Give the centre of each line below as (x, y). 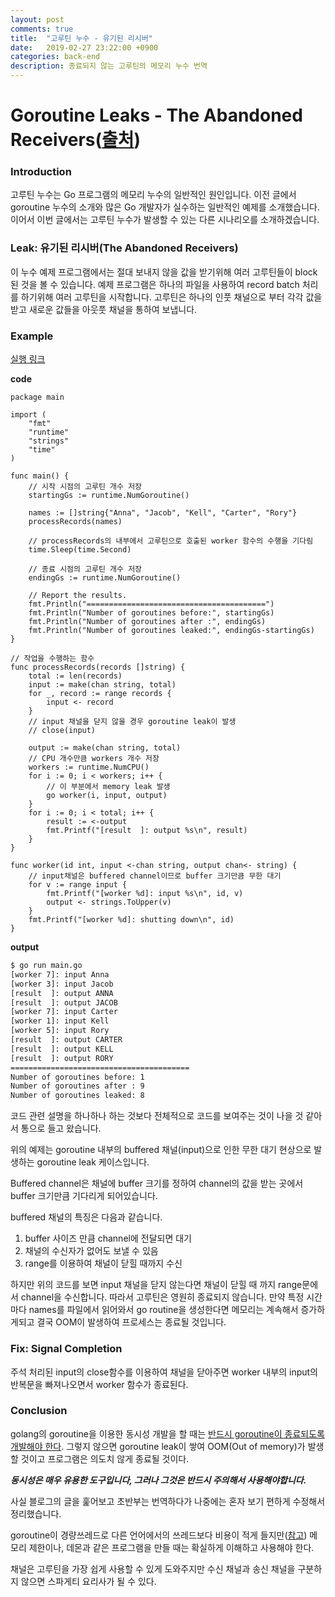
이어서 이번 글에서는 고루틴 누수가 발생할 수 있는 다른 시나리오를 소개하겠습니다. (165, 220)
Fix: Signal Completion (66, 1349)
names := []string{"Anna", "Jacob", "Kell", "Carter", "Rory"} (163, 513)
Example (32, 336)
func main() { (40, 476)
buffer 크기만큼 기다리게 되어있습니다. (84, 1196)
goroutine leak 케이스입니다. (93, 1162)
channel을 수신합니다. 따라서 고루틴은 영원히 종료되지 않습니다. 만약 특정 (162, 1297)
